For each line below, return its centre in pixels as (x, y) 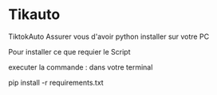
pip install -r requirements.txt (56, 82)
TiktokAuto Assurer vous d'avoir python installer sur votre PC (109, 36)
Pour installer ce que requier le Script (69, 51)
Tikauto (34, 15)
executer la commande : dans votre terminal (81, 67)
